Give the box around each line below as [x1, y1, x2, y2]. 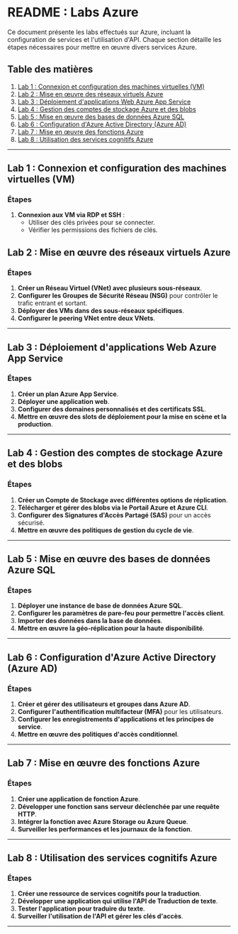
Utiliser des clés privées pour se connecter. [28, 218, 156, 227]
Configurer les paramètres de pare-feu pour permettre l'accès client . [17, 609, 225, 617]
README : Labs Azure [7, 4, 140, 21]
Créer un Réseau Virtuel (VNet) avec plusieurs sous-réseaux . [17, 284, 203, 292]
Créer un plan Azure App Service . [17, 390, 119, 398]
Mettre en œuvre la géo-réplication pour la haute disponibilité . [17, 624, 205, 632]
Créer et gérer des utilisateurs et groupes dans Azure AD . [17, 700, 191, 708]
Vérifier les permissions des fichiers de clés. [28, 226, 158, 234]
